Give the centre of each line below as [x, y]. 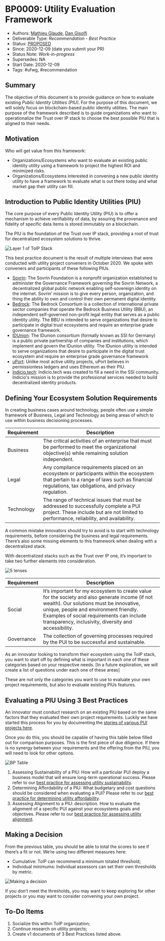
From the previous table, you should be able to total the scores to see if [77, 846]
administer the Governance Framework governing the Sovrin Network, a [85, 283]
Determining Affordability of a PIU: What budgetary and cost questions [84, 788]
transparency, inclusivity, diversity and [88, 622]
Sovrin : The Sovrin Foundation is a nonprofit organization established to [85, 278]
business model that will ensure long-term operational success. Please [84, 777]
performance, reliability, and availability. [89, 519]
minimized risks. [29, 170]
